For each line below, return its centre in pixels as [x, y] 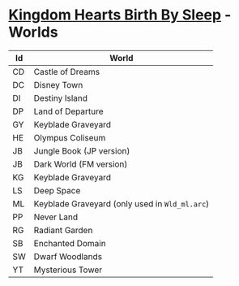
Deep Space [57, 190]
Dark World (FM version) [81, 164]
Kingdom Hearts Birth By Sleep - [120, 15]
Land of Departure [68, 111]
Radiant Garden [63, 230]
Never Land [56, 217]
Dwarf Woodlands [68, 256]
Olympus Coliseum [70, 137]
